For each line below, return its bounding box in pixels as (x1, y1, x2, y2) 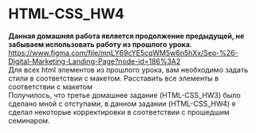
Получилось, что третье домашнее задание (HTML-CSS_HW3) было (8, 90, 241, 100)
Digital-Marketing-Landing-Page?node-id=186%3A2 (8, 57, 181, 66)
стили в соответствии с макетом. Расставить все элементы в (8, 73, 219, 83)
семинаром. (8, 115, 50, 125)
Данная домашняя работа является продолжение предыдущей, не (8, 31, 245, 41)
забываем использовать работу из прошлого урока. (8, 39, 193, 49)
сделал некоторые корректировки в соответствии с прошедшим (8, 107, 230, 116)
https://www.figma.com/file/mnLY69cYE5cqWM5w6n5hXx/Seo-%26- (8, 48, 238, 57)
